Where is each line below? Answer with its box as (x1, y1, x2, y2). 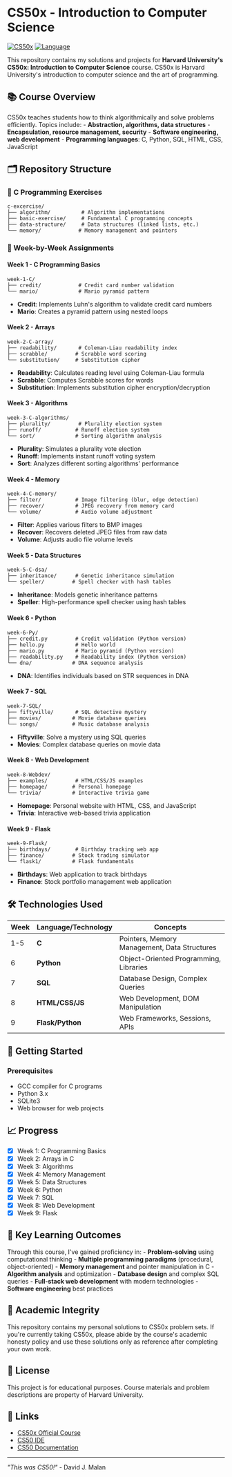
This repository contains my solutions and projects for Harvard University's (7, 55, 224, 64)
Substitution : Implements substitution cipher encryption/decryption (17, 383, 211, 392)
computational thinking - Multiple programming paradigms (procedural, (7, 1255, 213, 1263)
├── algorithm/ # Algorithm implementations (7, 209, 166, 216)
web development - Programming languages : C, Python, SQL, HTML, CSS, (7, 135, 223, 143)
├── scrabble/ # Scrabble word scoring (7, 350, 147, 357)
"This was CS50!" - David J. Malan (7, 1463, 106, 1471)
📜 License (7, 1365, 50, 1377)
